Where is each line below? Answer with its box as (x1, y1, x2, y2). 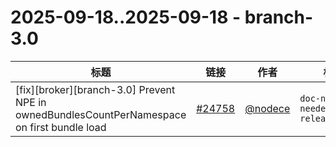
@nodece (244, 101, 291, 115)
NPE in (15, 95, 47, 109)
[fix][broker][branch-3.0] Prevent (15, 82, 176, 96)
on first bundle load (15, 120, 107, 134)
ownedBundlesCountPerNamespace (15, 107, 187, 121)
